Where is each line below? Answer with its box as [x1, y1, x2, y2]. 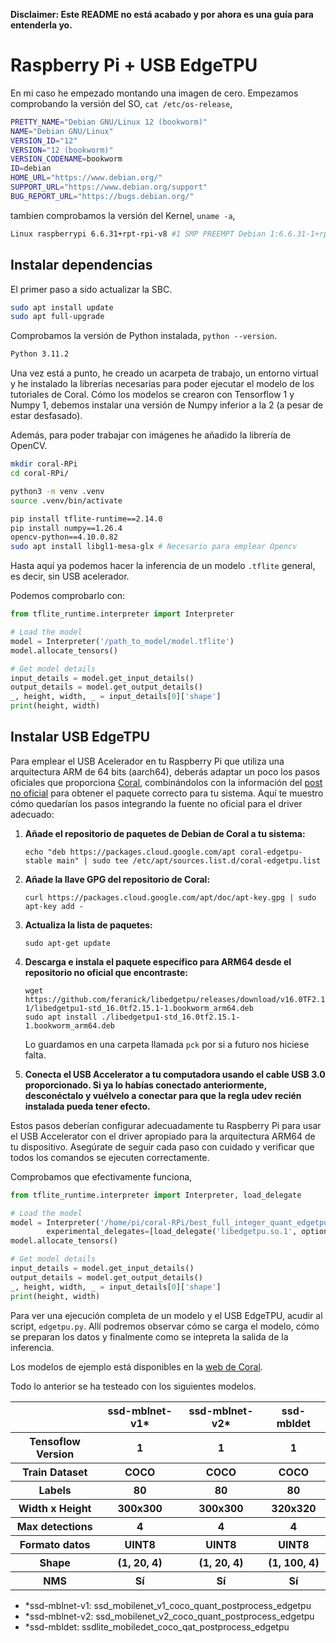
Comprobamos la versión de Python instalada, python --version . [10, 330, 278, 342]
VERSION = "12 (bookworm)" [10, 145, 114, 155]
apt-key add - [24, 901, 84, 911]
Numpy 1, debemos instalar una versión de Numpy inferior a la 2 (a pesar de [10, 399, 324, 411]
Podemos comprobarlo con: [10, 590, 126, 602]
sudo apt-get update [24, 938, 111, 948]
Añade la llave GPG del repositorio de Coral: [24, 873, 211, 885]
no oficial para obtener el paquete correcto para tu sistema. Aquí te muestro [10, 787, 324, 799]
